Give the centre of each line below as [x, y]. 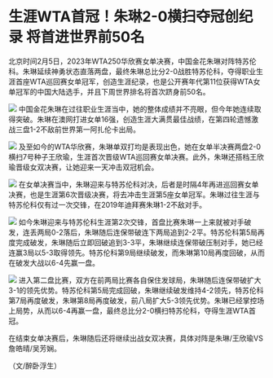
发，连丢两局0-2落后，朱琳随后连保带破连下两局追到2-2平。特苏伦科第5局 [133, 232]
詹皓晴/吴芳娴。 [35, 348]
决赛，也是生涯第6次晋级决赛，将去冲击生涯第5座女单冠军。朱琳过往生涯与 [134, 194]
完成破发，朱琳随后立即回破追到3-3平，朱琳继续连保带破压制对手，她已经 [139, 242]
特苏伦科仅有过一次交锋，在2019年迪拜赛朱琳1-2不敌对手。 [107, 204]
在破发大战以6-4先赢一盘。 [54, 262]
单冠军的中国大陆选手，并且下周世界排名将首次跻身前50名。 [109, 91]
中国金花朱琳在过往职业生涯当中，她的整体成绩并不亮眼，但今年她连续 [136, 109]
